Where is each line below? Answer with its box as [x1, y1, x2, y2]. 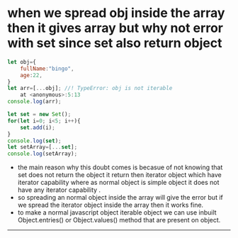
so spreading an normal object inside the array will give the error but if [17, 193, 223, 202]
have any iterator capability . [17, 186, 101, 194]
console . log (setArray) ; [7, 150, 78, 157]
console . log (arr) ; [7, 98, 62, 106]
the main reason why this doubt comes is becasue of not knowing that [17, 163, 223, 171]
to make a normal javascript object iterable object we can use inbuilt [17, 208, 217, 217]
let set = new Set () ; [7, 111, 72, 118]
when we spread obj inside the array [7, 5, 225, 21]
